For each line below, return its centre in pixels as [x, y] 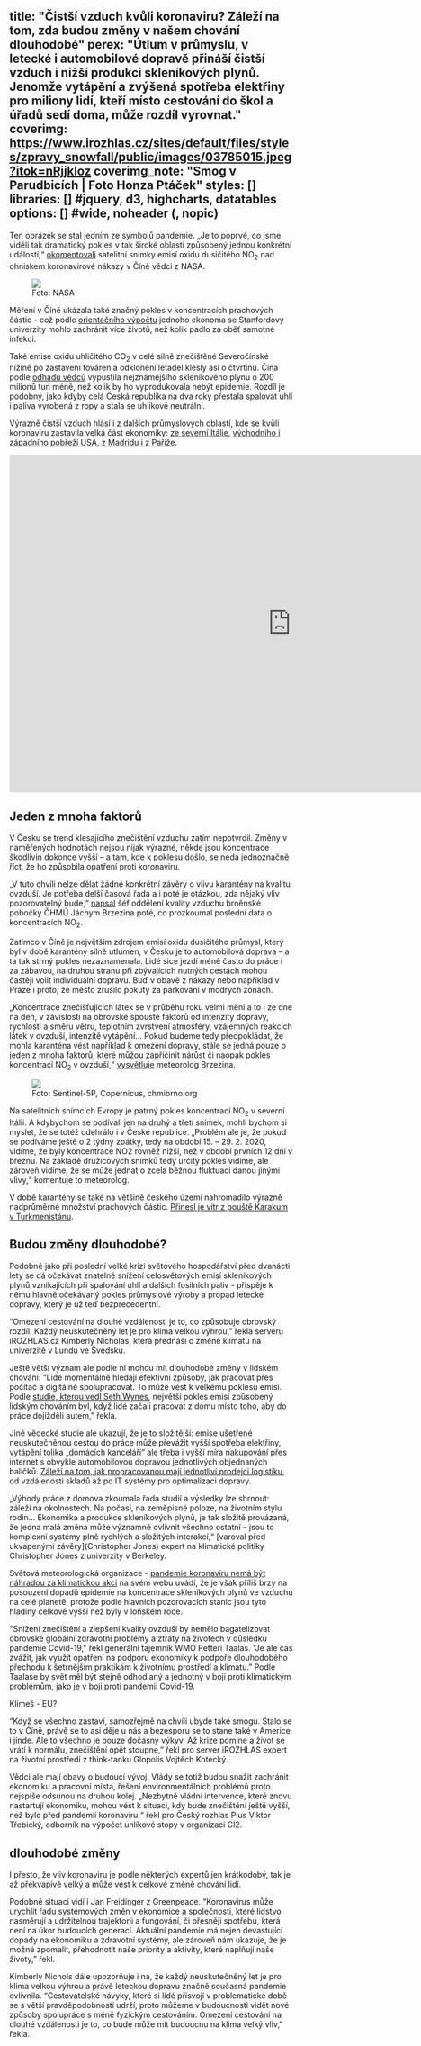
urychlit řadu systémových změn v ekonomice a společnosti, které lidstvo [145, 1911]
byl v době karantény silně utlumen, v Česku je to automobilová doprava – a [149, 951]
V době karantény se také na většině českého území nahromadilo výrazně [146, 1197]
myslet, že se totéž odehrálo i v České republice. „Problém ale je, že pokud [148, 1131]
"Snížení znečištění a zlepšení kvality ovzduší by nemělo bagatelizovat [140, 1629]
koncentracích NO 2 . [46, 924]
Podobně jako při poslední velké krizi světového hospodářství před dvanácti [150, 1266]
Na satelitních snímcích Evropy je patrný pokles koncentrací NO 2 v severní [147, 1111]
